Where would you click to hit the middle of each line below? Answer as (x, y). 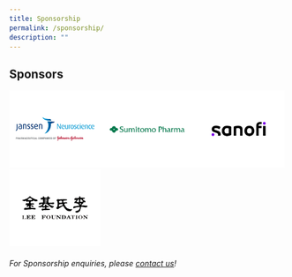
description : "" (39, 37)
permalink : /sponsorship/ (56, 28)
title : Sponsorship (45, 19)
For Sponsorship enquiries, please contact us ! (93, 263)
